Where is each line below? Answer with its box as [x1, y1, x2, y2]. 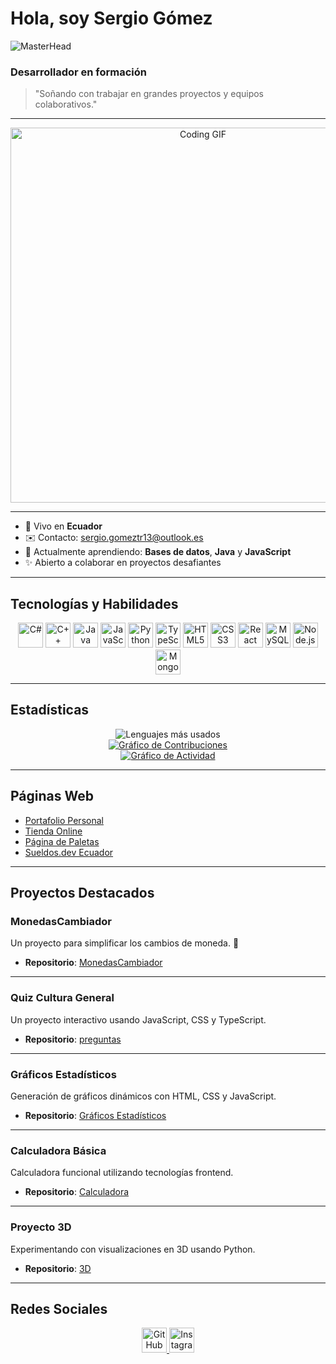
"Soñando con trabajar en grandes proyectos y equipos [34, 88, 264, 100]
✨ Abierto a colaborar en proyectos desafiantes [24, 557, 222, 569]
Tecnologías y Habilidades [10, 595, 179, 612]
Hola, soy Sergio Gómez [10, 7, 213, 30]
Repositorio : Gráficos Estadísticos [24, 1109, 167, 1121]
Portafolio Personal [24, 814, 104, 826]
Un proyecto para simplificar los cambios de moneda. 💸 [10, 937, 240, 949]
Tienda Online [24, 825, 83, 837]
